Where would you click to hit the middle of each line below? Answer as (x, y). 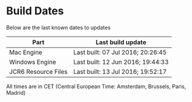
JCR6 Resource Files (38, 72)
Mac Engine (26, 52)
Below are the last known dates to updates (58, 27)
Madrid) (16, 92)
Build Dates (35, 11)
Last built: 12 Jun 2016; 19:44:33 (121, 62)
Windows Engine (33, 62)
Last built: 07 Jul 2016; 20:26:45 (120, 52)
